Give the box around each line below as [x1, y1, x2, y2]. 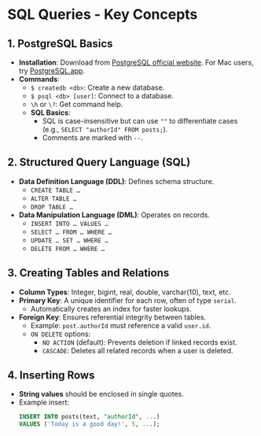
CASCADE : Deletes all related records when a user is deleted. [42, 345, 233, 355]
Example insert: [18, 397, 70, 407]
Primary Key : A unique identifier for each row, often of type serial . [18, 295, 237, 305]
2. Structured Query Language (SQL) [7, 156, 191, 169]
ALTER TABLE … [30, 194, 77, 202]
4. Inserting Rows [7, 368, 95, 382]
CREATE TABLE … [30, 187, 80, 194]
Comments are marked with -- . [42, 133, 143, 142]
